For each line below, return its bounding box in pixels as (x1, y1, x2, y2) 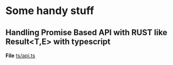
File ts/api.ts (5, 52, 36, 59)
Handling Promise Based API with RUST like (5, 28, 168, 37)
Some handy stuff (5, 4, 94, 18)
